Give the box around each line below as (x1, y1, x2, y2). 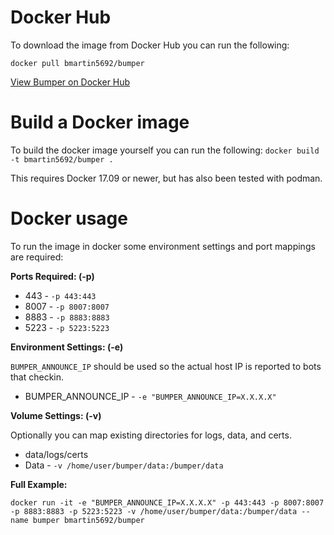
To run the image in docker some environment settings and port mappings (10, 240, 316, 252)
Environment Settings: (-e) (10, 341, 124, 353)
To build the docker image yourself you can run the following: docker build (10, 144, 320, 156)
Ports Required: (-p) (10, 270, 95, 282)
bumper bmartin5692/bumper (32, 515, 145, 525)
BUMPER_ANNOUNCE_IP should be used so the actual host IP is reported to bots (10, 360, 322, 372)
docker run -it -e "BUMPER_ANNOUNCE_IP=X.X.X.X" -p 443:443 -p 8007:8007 (10, 497, 325, 508)
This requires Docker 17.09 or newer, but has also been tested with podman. (10, 172, 323, 184)
